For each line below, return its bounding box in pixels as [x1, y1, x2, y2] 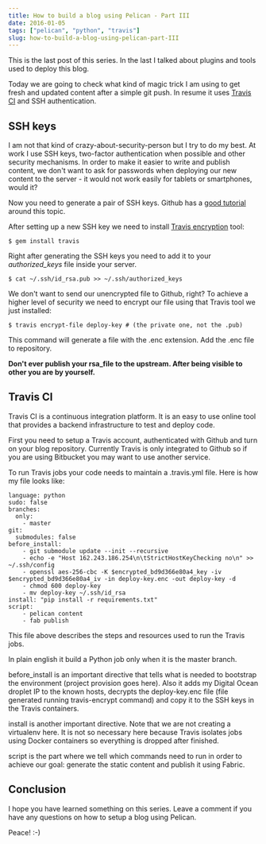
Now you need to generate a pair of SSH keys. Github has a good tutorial [8, 198, 246, 207]
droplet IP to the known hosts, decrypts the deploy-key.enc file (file [8, 687, 229, 696]
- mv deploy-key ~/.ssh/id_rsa [22, 589, 126, 597]
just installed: [8, 306, 52, 316]
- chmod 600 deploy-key [22, 582, 102, 590]
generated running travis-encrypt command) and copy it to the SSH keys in [8, 695, 255, 704]
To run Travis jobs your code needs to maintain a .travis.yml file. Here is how [8, 467, 259, 477]
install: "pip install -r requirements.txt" [8, 595, 158, 604]
